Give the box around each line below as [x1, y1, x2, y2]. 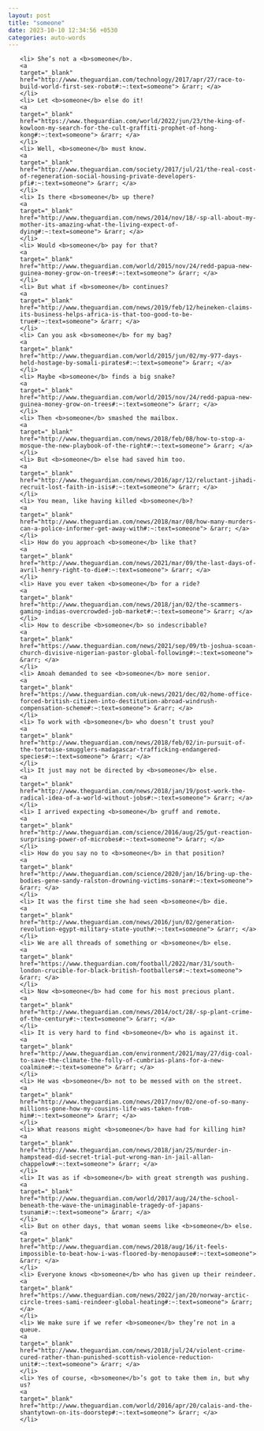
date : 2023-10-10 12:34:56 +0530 [8, 26, 118, 34]
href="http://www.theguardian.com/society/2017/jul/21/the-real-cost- [19, 166, 257, 174]
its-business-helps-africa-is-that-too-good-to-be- [19, 311, 193, 319]
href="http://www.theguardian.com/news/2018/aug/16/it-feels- [19, 1243, 229, 1251]
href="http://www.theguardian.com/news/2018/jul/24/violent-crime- [19, 1347, 246, 1354]
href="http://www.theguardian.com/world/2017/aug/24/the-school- [19, 1195, 239, 1203]
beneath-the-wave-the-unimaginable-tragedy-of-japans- [19, 1201, 204, 1210]
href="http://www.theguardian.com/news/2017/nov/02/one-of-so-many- [19, 1098, 250, 1106]
